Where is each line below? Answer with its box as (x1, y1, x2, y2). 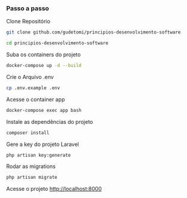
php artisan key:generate (6, 152, 71, 158)
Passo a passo (6, 4, 49, 13)
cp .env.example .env (6, 85, 61, 91)
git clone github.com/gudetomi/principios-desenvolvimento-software (6, 29, 181, 35)
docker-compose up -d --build (6, 63, 82, 69)
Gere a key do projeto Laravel (6, 141, 79, 148)
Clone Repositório (6, 18, 51, 25)
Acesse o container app (6, 96, 65, 103)
